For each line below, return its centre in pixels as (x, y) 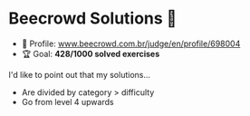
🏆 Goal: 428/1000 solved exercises (91, 53)
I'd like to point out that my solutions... (80, 74)
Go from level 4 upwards (67, 101)
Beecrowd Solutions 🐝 (93, 19)
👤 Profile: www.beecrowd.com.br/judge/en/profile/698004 (131, 43)
